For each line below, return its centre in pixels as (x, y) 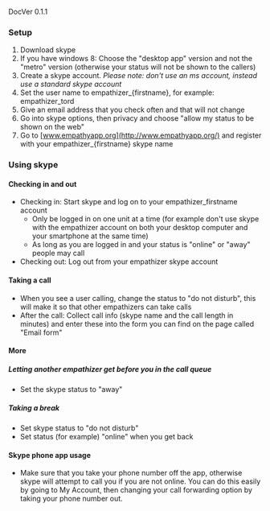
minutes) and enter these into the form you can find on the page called (137, 323)
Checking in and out (43, 183)
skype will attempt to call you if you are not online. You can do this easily (140, 481)
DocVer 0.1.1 (28, 12)
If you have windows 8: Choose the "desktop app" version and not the (136, 59)
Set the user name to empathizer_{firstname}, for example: (117, 93)
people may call (58, 253)
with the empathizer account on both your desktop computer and (140, 228)
